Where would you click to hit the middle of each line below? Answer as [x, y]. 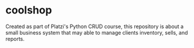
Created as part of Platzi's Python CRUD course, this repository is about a [95, 26]
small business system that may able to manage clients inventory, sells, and [97, 32]
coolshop [29, 10]
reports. [15, 39]
